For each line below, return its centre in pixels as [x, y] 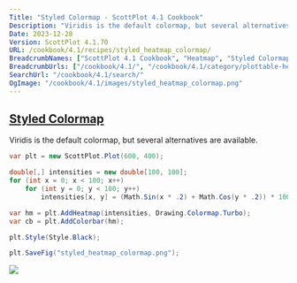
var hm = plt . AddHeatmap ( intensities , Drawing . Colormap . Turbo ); [130, 213]
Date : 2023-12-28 [41, 34]
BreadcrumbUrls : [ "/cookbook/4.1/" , [76, 67]
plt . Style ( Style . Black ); [55, 237]
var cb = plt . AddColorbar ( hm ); [67, 221]
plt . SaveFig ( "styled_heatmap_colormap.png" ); [94, 253]
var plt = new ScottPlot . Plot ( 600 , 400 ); [87, 157]
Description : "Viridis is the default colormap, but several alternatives [150, 26]
